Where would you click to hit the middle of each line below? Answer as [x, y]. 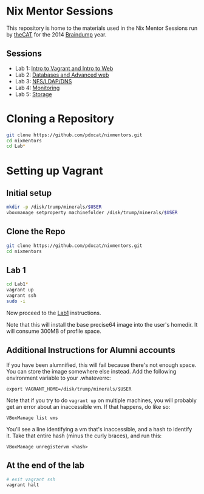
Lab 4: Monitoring [37, 88]
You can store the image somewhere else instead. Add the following [91, 371]
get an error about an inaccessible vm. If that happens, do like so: [88, 406]
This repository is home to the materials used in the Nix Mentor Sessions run [102, 28]
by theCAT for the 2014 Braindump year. [56, 34]
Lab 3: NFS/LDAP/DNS [43, 81]
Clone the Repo [36, 231]
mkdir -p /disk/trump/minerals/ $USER [54, 207]
